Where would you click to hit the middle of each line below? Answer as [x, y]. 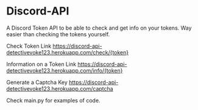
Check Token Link [29, 46]
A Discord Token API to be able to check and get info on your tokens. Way [99, 28]
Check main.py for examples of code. [53, 100]
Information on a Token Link [41, 64]
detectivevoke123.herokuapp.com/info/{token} [65, 70]
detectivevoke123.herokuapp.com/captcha [60, 88]
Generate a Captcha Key [37, 82]
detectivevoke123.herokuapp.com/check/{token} [68, 52]
